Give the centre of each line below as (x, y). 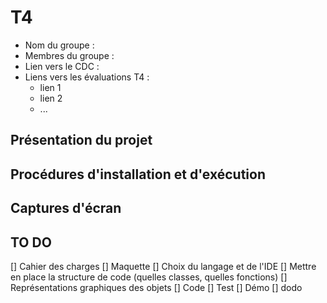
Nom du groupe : (59, 45)
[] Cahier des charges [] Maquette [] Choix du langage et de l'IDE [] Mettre (163, 266)
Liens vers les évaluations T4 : (87, 77)
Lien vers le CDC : (62, 66)
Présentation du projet (81, 140)
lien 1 (50, 87)
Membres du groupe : (69, 55)
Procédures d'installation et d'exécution (138, 174)
